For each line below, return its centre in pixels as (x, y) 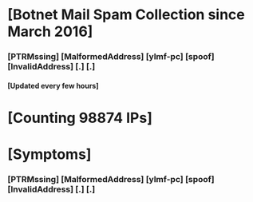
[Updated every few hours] (53, 85)
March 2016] (50, 32)
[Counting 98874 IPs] (80, 118)
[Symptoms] (49, 154)
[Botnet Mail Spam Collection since (126, 15)
